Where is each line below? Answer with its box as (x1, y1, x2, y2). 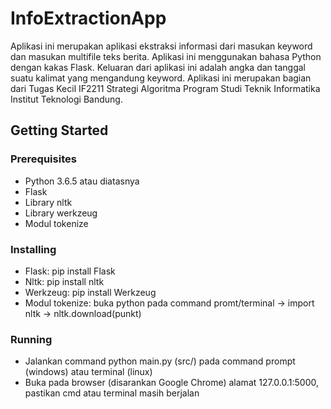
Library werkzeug (24, 207, 98, 219)
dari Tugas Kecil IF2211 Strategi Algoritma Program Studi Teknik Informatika (10, 82, 321, 94)
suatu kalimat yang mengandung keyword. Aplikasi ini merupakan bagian (10, 72, 312, 84)
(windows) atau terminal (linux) (24, 366, 153, 378)
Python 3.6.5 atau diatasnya (24, 175, 140, 187)
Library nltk (24, 196, 73, 208)
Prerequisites (10, 152, 77, 166)
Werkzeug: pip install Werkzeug (24, 286, 157, 298)
